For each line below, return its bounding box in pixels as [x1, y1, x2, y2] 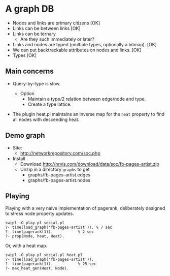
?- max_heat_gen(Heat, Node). [5, 266, 70, 271]
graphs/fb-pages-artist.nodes [27, 177, 90, 183]
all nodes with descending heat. [12, 116, 80, 122]
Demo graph [5, 131, 45, 140]
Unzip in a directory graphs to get [20, 166, 90, 172]
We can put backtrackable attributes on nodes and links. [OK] [12, 47, 142, 53]
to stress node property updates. [5, 210, 75, 217]
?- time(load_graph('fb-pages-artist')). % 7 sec [5, 225, 113, 230]
